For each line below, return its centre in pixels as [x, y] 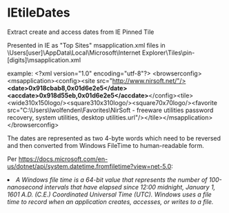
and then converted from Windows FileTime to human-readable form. [106, 145]
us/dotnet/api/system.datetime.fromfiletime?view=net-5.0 [89, 166]
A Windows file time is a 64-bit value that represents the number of [112, 179]
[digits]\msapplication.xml [44, 59]
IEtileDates [39, 13]
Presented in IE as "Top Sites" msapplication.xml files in [86, 45]
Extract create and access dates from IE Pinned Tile [81, 32]
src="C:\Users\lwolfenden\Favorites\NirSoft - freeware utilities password [110, 110]
